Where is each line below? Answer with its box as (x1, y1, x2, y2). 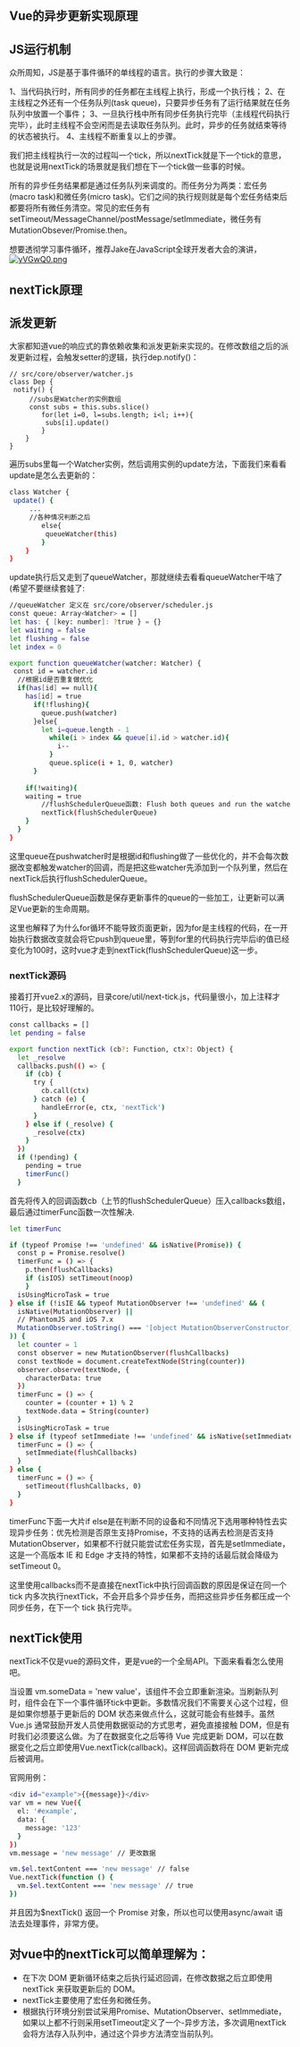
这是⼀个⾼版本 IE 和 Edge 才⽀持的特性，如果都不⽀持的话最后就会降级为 (9, 1549, 279, 1560)
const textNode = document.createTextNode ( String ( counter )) (17, 1357, 246, 1366)
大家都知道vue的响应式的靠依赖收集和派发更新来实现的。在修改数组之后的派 (9, 341, 289, 352)
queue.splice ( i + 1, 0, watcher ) (48, 759, 174, 768)
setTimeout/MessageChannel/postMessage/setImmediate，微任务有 (9, 214, 262, 225)
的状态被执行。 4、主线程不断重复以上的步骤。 (9, 131, 181, 141)
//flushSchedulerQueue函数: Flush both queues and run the (41, 800, 263, 809)
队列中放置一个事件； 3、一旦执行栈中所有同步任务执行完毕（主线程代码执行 (9, 108, 290, 119)
